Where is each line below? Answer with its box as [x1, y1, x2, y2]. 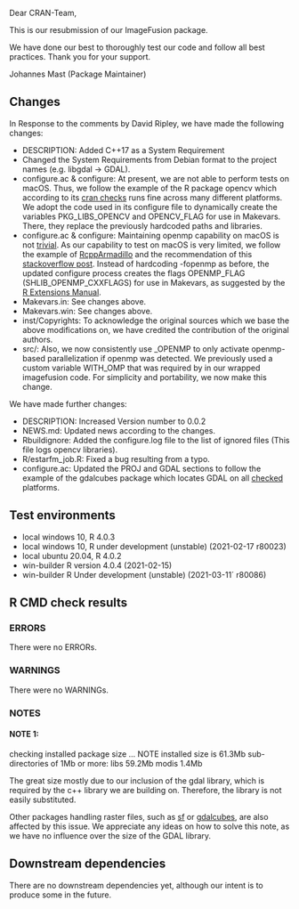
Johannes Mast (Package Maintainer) [9, 69, 147, 79]
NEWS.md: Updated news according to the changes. [21, 425, 216, 435]
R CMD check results [9, 596, 128, 611]
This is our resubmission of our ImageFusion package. [9, 25, 208, 35]
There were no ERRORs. [9, 642, 98, 653]
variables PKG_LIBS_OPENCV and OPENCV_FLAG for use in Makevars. [21, 211, 281, 222]
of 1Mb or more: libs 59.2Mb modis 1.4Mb [50, 758, 203, 768]
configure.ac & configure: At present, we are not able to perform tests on [21, 173, 289, 183]
